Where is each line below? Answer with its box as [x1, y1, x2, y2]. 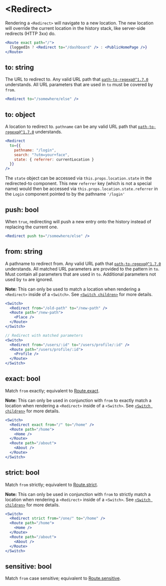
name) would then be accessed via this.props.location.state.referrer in [5, 186, 158, 192]
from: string [5, 247, 43, 256]
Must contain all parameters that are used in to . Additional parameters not [5, 271, 156, 277]
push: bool [5, 205, 39, 214]
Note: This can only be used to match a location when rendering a [5, 286, 140, 292]
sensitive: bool [5, 562, 52, 571]
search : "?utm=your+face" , [14, 152, 70, 157]
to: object [5, 110, 36, 119]
